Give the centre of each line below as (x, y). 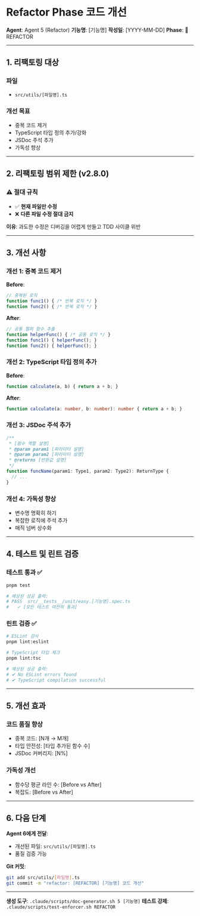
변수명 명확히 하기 (35, 513)
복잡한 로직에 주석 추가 (41, 520)
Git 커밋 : (16, 866)
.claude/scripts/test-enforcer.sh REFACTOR (61, 907)
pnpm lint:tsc (24, 658)
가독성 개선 (21, 770)
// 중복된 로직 (22, 296)
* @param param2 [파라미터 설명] (46, 454)
